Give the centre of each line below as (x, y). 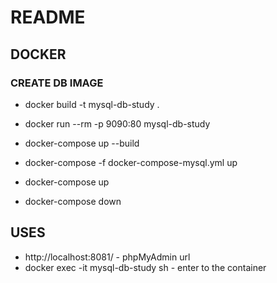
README (48, 17)
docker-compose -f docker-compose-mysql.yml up (131, 162)
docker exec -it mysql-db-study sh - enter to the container (145, 267)
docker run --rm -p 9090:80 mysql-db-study (117, 123)
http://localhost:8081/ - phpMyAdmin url (107, 257)
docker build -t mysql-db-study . (92, 104)
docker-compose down (73, 201)
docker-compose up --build (82, 143)
